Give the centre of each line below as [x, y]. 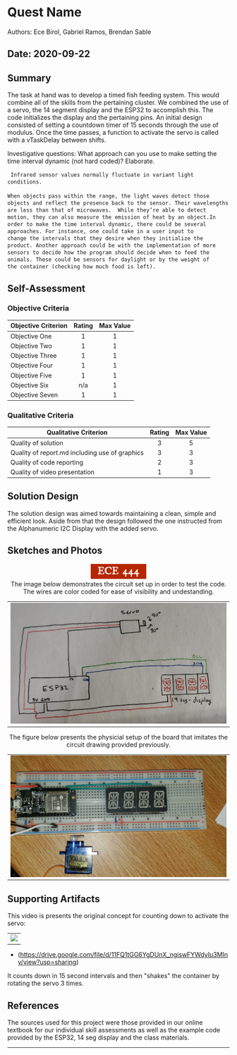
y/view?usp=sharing [47, 962]
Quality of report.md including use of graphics [77, 452]
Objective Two [31, 346]
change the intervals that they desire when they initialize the [105, 239]
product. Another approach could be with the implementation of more [112, 246]
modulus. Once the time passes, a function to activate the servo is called [113, 133]
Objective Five [31, 375]
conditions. [25, 182]
